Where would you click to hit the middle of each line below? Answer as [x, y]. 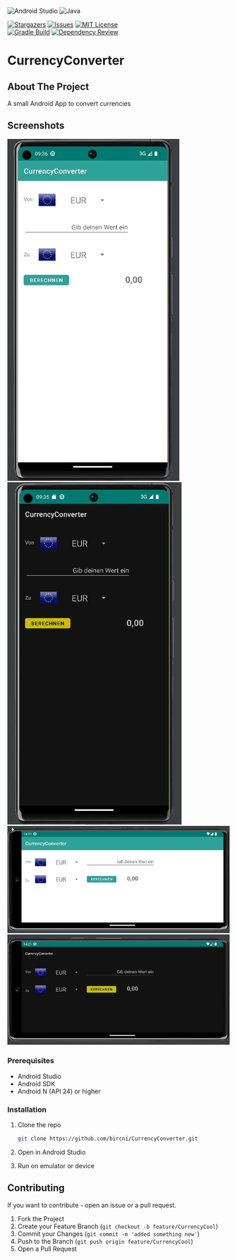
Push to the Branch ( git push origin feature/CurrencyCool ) [105, 1241]
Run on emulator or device [56, 1165]
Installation [27, 1110]
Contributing [36, 1188]
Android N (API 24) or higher [59, 1091]
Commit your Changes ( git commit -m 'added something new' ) [108, 1234]
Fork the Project [41, 1218]
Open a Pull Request [47, 1249]
